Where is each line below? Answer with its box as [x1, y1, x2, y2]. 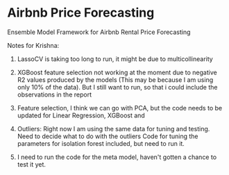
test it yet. [17, 160, 46, 168]
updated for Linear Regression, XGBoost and [17, 111, 146, 119]
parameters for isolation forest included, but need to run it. [17, 139, 185, 147]
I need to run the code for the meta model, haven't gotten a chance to [17, 153, 217, 161]
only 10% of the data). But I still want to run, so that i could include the [17, 83, 218, 91]
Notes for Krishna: [7, 41, 60, 49]
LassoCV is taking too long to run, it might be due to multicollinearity [17, 54, 213, 63]
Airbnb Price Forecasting [7, 5, 155, 21]
